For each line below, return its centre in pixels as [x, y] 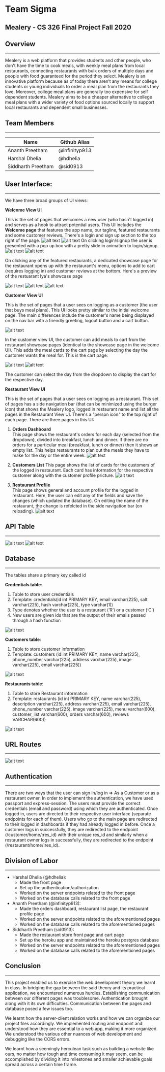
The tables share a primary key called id [46, 575]
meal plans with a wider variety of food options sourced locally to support [80, 102]
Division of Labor [32, 861]
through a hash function [37, 620]
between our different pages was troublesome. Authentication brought [77, 998]
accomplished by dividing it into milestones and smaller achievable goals [79, 1059]
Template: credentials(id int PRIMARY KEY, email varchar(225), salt [80, 599]
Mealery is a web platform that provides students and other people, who [78, 61]
